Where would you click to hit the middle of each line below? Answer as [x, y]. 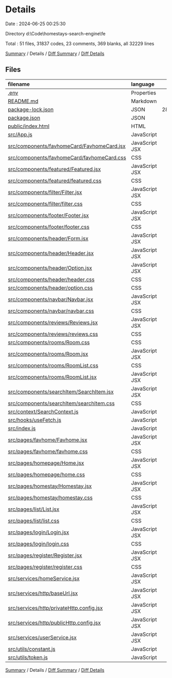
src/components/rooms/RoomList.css [53, 365]
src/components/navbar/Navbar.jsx [51, 299]
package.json [24, 118]
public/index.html [29, 126]
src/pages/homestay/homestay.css [50, 497]
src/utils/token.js [28, 657]
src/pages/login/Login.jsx [38, 532]
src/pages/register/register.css [45, 567]
